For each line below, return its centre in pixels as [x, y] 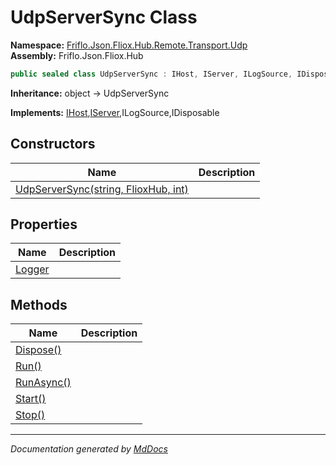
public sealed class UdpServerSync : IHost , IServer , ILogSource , [151, 74]
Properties [44, 224]
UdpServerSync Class [104, 17]
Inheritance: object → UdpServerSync [90, 93]
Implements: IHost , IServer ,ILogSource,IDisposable [115, 112]
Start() [31, 399]
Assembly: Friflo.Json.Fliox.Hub [77, 55]
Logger [32, 269]
